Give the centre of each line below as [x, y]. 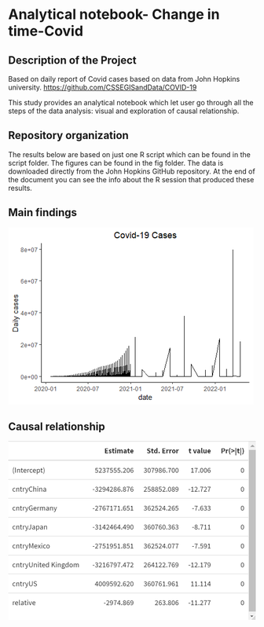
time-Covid [46, 31]
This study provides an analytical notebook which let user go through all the [131, 103]
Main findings [42, 213]
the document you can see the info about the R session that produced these [131, 179]
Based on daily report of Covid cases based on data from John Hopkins [124, 79]
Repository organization [69, 136]
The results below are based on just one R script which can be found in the [130, 154]
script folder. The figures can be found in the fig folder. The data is [116, 163]
